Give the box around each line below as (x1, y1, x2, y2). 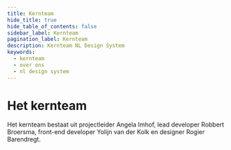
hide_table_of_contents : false (7, 23, 97, 30)
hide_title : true (7, 17, 57, 24)
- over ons (13, 62, 45, 68)
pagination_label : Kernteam (7, 36, 88, 43)
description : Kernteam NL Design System (7, 42, 125, 49)
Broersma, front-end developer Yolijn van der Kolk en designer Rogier (7, 128, 205, 136)
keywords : (7, 49, 36, 56)
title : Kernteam (7, 10, 54, 17)
